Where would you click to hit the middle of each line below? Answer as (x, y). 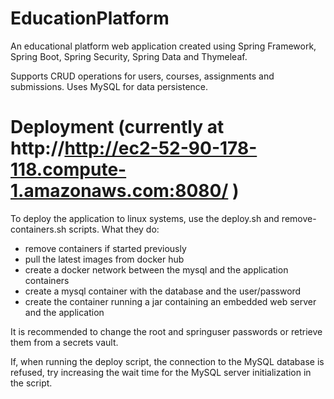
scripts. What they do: (114, 229)
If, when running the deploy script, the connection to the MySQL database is (167, 361)
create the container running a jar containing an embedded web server (170, 301)
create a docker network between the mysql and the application (156, 269)
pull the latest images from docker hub (104, 259)
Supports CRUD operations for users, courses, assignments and (142, 76)
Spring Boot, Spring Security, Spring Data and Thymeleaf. (129, 56)
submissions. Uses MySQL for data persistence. (109, 86)
